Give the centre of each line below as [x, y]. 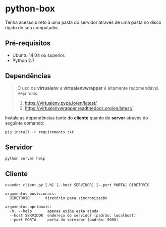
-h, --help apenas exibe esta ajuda [54, 211]
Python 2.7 [23, 60]
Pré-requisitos [28, 43]
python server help [25, 159]
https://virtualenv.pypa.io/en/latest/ [61, 103]
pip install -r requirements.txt [40, 132]
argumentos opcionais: [28, 207]
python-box [30, 9]
